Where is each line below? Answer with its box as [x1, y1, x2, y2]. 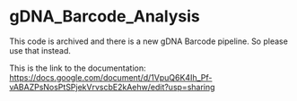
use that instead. [9, 45, 72, 55]
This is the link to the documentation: [9, 63, 146, 73]
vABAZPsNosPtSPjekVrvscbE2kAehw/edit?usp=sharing [9, 81, 215, 92]
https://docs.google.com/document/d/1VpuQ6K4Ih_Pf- [9, 72, 213, 82]
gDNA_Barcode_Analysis [9, 6, 200, 27]
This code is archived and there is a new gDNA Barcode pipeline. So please [9, 36, 289, 46]
